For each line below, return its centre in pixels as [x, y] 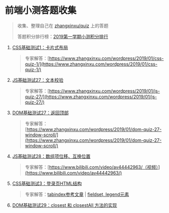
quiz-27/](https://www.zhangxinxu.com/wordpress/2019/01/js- [91, 97]
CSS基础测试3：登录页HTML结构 [47, 183]
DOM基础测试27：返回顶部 [40, 113]
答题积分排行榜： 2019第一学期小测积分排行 [63, 36]
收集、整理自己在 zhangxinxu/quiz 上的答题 [63, 26]
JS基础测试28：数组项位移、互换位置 [51, 156]
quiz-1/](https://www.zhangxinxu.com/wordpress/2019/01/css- [91, 64]
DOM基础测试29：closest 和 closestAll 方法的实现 [65, 205]
